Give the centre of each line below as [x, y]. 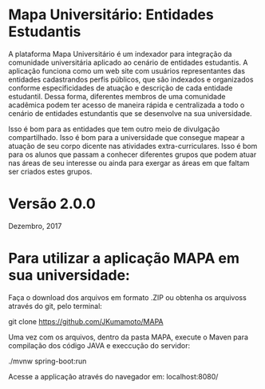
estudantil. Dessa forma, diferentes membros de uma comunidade [117, 96]
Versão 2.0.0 [52, 204]
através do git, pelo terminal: [55, 306]
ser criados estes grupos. [50, 171]
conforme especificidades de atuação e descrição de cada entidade [121, 88]
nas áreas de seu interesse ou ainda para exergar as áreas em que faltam [129, 162]
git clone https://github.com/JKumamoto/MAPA [86, 321]
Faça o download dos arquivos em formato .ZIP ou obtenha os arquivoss [128, 297]
